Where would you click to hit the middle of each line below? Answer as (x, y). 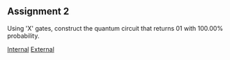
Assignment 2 (38, 12)
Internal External (31, 49)
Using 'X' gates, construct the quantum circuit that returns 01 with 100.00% (115, 28)
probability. (23, 36)
